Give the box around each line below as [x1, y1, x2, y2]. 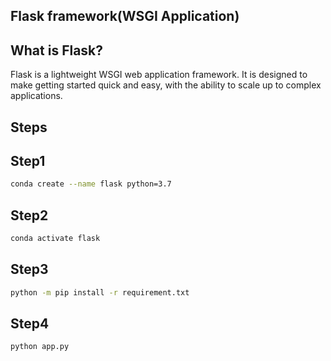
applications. [10, 90, 63, 102]
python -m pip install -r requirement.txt [10, 287, 190, 298]
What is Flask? [10, 42, 104, 59]
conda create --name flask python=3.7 [10, 179, 172, 189]
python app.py [10, 342, 70, 352]
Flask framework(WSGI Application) [10, 8, 240, 25]
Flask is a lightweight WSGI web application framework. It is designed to [10, 69, 308, 81]
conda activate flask [10, 234, 101, 244]
